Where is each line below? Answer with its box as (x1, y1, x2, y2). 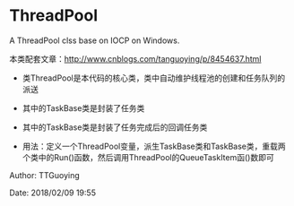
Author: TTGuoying (9, 169, 81, 180)
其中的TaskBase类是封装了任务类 (22, 102, 145, 113)
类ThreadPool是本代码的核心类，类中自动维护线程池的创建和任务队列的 (22, 73, 285, 83)
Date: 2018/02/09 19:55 (9, 187, 97, 198)
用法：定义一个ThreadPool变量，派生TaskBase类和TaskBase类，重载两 (22, 141, 286, 151)
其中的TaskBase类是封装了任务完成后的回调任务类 (22, 122, 208, 133)
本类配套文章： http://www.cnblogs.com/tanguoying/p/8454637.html (9, 53, 262, 64)
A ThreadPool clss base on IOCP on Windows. (9, 35, 180, 46)
